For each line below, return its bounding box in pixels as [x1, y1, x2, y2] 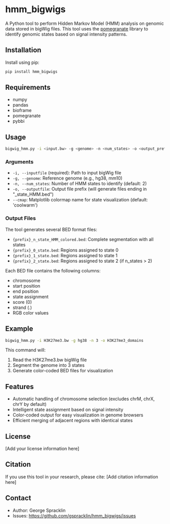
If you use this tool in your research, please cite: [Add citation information [5, 473, 158, 480]
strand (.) [12, 304, 32, 310]
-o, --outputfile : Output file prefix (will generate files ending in [12, 186, 147, 192]
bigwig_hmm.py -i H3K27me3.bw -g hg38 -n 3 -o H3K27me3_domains [5, 338, 144, 343]
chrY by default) [12, 401, 47, 407]
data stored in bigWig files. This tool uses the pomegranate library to [5, 25, 148, 31]
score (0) [12, 299, 32, 305]
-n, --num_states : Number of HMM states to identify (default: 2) [12, 181, 147, 187]
